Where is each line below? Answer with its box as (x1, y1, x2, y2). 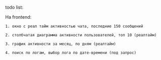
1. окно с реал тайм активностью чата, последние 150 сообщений (5, 24, 143, 29)
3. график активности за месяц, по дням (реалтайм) (5, 41, 116, 46)
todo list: (5, 5, 24, 10)
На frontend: (5, 14, 32, 20)
